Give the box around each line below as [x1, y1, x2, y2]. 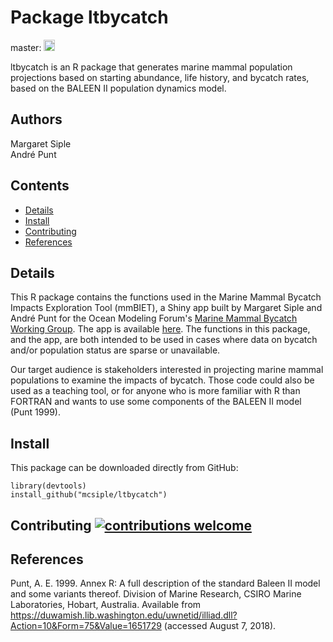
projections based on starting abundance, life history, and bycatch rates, [10, 71, 310, 83]
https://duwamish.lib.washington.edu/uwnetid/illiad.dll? [10, 609, 238, 621]
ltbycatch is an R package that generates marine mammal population [10, 61, 293, 73]
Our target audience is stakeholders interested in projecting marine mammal [10, 364, 324, 376]
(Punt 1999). [10, 406, 61, 418]
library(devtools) [10, 481, 87, 491]
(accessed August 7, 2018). [163, 620, 277, 632]
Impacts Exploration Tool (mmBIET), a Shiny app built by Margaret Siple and [10, 302, 323, 314]
